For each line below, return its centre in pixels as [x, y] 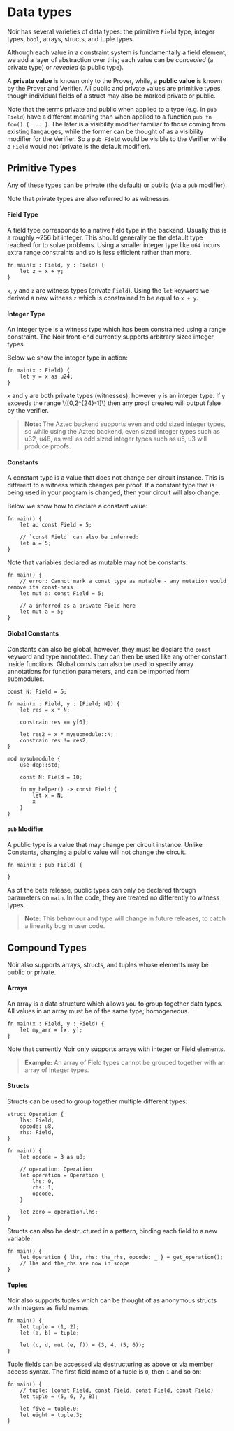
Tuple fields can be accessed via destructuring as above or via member [110, 1364]
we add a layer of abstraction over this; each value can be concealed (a [110, 59]
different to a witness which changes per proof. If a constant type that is [111, 485]
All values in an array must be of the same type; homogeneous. [98, 1011]
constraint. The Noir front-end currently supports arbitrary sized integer [111, 337]
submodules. [26, 679]
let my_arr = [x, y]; [51, 1030]
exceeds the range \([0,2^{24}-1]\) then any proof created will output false [114, 403]
